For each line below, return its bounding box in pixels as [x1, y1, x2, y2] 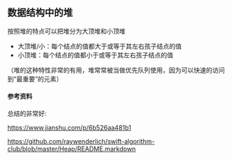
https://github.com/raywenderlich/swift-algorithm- [7, 137, 155, 146]
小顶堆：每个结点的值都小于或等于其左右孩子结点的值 [17, 50, 174, 59]
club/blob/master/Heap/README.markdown [7, 144, 136, 154]
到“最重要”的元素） [7, 74, 63, 83]
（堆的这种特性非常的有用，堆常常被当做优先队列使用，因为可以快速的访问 [7, 66, 225, 74]
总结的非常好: [7, 109, 48, 118]
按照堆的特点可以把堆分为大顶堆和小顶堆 [7, 27, 126, 35]
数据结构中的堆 [7, 6, 73, 19]
